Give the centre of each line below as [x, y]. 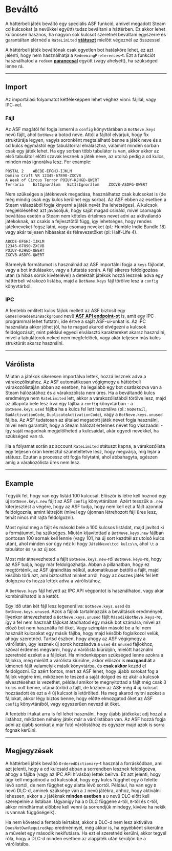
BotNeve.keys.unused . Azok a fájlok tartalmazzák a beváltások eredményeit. [85, 611]
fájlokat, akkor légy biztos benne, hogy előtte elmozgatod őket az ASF [79, 698]
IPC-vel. [14, 105]
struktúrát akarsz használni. [35, 343]
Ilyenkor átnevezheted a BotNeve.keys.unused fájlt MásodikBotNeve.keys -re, [84, 617]
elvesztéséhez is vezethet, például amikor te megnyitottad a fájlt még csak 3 [86, 682]
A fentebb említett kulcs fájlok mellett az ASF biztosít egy [65, 311]
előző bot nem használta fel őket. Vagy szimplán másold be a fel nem [78, 627]
